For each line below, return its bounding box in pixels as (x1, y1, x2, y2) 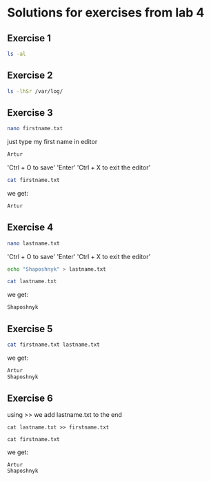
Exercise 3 (7, 107, 53, 119)
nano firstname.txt (7, 125, 63, 132)
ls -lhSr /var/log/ (7, 88, 63, 94)
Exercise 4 (7, 222, 54, 234)
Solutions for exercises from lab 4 (7, 5, 205, 21)
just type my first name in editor (7, 138, 98, 146)
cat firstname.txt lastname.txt (7, 341, 100, 348)
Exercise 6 (7, 393, 53, 405)
